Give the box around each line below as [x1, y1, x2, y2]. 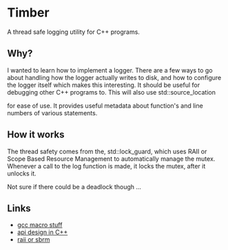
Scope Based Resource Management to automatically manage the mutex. [7, 154, 216, 163]
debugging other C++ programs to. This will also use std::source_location [7, 88, 216, 96]
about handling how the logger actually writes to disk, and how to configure [7, 73, 222, 81]
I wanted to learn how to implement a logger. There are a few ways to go [7, 66, 213, 74]
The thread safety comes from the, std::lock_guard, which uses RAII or [7, 147, 207, 155]
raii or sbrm [17, 235, 50, 244]
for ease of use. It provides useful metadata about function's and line [7, 102, 203, 110]
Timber [7, 5, 50, 21]
